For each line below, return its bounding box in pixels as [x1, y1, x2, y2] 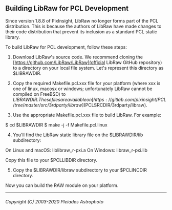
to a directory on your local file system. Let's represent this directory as [12, 65, 164, 71]
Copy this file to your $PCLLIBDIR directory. [5, 157, 98, 163]
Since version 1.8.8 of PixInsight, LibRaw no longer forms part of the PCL [5, 17, 159, 24]
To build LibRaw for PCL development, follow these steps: [5, 44, 127, 50]
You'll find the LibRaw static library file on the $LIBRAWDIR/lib [12, 132, 143, 138]
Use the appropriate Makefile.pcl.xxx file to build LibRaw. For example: [12, 112, 162, 118]
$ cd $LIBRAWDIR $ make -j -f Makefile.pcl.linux [5, 121, 107, 128]
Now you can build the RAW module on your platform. [5, 182, 119, 188]
